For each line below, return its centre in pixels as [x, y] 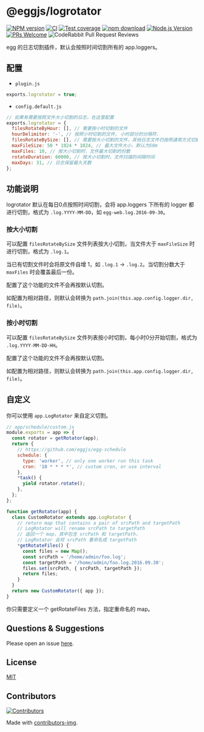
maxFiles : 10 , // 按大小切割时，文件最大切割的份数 [71, 151]
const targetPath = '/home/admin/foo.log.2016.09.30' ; [93, 563]
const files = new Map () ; [55, 551]
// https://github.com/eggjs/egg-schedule [72, 450]
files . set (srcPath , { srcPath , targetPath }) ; [82, 568]
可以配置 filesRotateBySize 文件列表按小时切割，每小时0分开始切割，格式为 [102, 337]
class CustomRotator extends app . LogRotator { [72, 517]
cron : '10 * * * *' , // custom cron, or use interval [92, 467]
